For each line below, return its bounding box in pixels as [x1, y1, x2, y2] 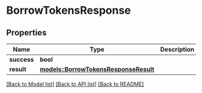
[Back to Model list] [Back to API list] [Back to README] [6, 80, 144, 88]
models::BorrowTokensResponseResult [40, 65, 155, 73]
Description [160, 46, 195, 53]
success [9, 55, 34, 64]
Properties [6, 28, 47, 38]
